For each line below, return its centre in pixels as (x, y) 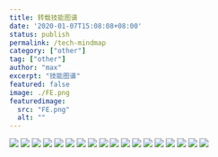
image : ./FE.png (39, 92)
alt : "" (32, 118)
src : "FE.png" (44, 109)
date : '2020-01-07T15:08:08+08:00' (76, 26)
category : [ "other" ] (48, 51)
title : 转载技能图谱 (44, 17)
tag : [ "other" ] (38, 59)
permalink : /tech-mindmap (57, 43)
